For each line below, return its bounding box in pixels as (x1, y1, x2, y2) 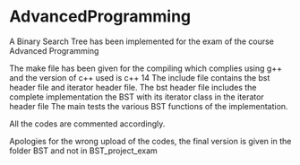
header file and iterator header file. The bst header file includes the (9, 82, 257, 92)
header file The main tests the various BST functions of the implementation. (9, 100, 288, 111)
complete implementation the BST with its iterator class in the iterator (9, 91, 264, 102)
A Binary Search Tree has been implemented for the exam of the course (9, 36, 275, 47)
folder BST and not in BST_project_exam (9, 145, 159, 156)
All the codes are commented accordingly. (9, 118, 166, 129)
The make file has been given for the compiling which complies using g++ (9, 63, 282, 74)
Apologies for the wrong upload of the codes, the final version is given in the (9, 135, 292, 146)
